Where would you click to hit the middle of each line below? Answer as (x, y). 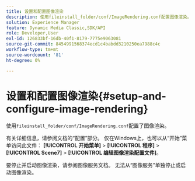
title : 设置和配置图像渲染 (35, 11)
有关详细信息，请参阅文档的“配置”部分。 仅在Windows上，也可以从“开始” (94, 138)
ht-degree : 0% (23, 60)
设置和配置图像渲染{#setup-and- (86, 96)
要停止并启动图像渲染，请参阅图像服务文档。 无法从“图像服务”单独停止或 (93, 165)
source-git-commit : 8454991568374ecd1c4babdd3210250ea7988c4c (83, 44)
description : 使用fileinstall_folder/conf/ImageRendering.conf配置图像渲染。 (99, 17)
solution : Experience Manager (43, 22)
